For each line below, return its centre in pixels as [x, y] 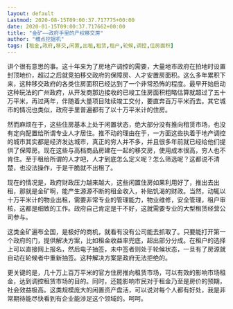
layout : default [31, 14]
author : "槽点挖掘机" [36, 39]
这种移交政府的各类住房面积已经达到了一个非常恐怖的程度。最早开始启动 [122, 83]
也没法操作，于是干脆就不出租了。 [68, 168]
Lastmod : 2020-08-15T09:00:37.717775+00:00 [71, 20]
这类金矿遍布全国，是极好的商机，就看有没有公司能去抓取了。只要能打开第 [113, 232]
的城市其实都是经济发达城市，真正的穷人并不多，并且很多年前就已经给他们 [113, 142]
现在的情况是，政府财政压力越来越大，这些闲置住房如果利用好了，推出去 [110, 182]
